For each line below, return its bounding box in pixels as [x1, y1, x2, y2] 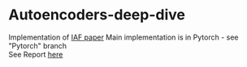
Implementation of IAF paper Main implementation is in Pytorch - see [8, 32, 239, 42]
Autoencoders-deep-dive [8, 6, 185, 24]
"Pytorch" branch [8, 40, 67, 50]
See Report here [8, 49, 63, 59]
